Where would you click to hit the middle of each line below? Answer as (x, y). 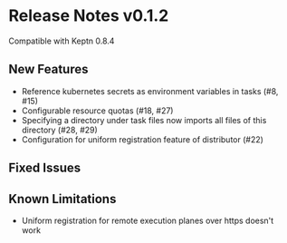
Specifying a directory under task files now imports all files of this (144, 120)
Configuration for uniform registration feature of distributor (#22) (143, 139)
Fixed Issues (45, 168)
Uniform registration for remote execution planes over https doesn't (148, 220)
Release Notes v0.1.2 (89, 16)
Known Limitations (62, 199)
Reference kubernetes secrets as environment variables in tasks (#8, (150, 91)
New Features (48, 69)
